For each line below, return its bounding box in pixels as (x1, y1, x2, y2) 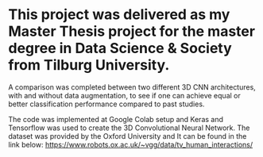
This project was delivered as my (8, 6, 230, 24)
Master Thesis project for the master (8, 22, 256, 40)
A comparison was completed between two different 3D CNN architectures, (8, 82, 256, 92)
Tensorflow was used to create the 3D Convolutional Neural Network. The (8, 123, 250, 132)
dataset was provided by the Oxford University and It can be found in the (8, 131, 247, 140)
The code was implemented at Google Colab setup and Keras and (8, 114, 224, 124)
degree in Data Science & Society (8, 40, 232, 57)
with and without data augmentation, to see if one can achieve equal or (8, 90, 241, 100)
